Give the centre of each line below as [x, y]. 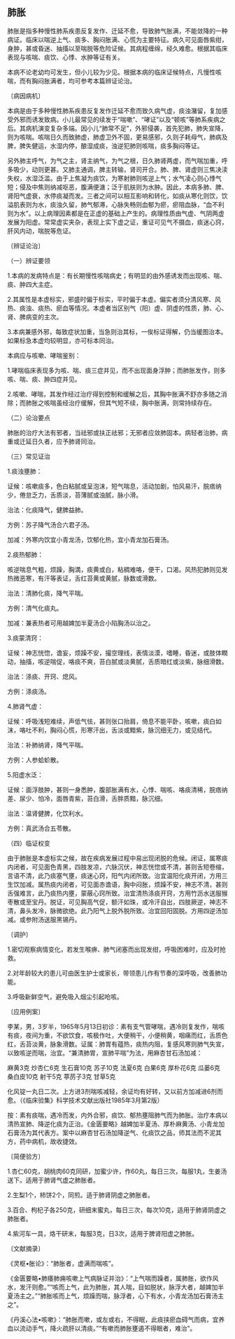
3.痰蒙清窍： [26, 638]
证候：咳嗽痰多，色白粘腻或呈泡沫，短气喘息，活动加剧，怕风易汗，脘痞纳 [114, 486]
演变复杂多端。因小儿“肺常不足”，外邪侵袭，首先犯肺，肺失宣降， [132, 128]
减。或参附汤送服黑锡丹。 [44, 919]
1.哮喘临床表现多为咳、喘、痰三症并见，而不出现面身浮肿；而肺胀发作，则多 [116, 370]
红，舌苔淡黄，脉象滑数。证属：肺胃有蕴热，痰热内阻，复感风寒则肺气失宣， [117, 1044]
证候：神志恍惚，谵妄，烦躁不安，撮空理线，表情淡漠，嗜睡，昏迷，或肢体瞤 [117, 653]
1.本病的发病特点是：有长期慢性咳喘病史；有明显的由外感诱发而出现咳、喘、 [116, 275]
